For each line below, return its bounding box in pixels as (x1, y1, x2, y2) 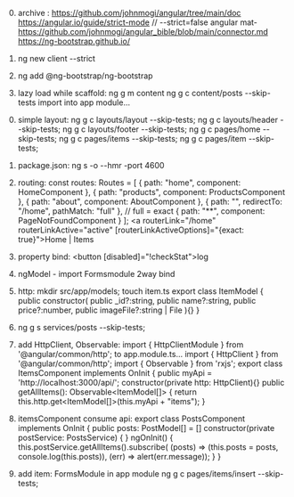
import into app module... (37, 97, 131, 108)
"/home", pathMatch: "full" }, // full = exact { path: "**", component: (17, 206, 265, 216)
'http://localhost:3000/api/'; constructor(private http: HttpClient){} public (17, 378, 285, 387)
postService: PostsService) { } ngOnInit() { (17, 432, 174, 443)
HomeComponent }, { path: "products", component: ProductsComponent (17, 187, 285, 197)
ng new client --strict (17, 53, 96, 63)
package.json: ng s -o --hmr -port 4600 (17, 160, 165, 170)
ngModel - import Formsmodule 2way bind (17, 269, 176, 279)
